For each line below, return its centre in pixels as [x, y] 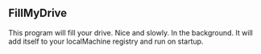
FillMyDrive [38, 13]
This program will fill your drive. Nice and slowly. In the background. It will [131, 32]
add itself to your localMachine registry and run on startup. [106, 41]
